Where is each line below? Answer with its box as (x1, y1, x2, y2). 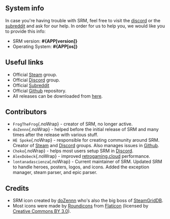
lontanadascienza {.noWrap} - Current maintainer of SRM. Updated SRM (12, 159, 162, 165)
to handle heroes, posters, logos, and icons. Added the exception (12, 164, 150, 170)
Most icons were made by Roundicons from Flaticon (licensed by (12, 203, 149, 209)
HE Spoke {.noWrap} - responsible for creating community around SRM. (12, 137, 160, 143)
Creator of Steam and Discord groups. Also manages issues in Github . (12, 143, 159, 149)
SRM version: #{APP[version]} (12, 38, 78, 44)
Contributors (5, 108, 47, 116)
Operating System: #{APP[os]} (12, 43, 78, 50)
